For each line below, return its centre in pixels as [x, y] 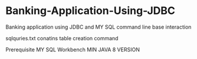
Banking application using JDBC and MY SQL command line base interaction [98, 27]
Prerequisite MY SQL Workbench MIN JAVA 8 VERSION [73, 49]
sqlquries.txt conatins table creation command [62, 38]
